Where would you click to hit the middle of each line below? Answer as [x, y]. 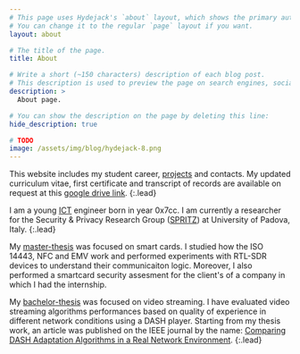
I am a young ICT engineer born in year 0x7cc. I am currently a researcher [145, 210]
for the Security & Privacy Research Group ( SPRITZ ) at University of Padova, [150, 220]
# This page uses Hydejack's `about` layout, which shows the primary [143, 17]
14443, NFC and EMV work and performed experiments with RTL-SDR [138, 257]
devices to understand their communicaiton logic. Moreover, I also [131, 265]
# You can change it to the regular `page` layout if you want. [131, 26]
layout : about [36, 34]
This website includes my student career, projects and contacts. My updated [150, 174]
